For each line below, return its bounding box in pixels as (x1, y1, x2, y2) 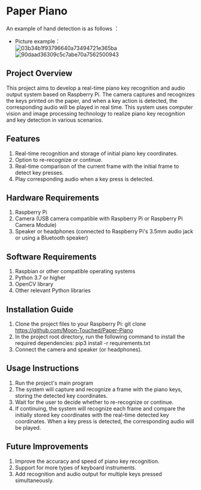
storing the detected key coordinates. (14, 392, 108, 399)
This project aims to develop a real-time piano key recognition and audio (6, 84, 185, 91)
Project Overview (6, 68, 73, 79)
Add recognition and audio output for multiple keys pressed (14, 470, 162, 477)
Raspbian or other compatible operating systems (14, 268, 136, 275)
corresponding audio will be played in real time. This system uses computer (6, 104, 193, 111)
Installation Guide (6, 304, 74, 314)
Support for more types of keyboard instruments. (14, 464, 137, 471)
